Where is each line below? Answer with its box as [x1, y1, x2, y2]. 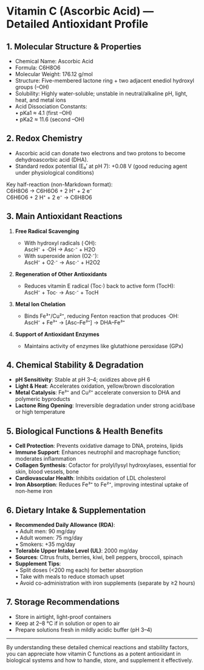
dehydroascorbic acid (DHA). [15, 156, 89, 163]
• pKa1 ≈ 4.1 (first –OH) [15, 110, 72, 116]
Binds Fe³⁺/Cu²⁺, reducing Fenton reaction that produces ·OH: [24, 312, 179, 319]
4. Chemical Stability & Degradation [6, 360, 144, 371]
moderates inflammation [15, 455, 76, 462]
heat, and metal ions [15, 96, 67, 103]
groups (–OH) [15, 83, 50, 91]
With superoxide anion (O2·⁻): [24, 252, 99, 259]
